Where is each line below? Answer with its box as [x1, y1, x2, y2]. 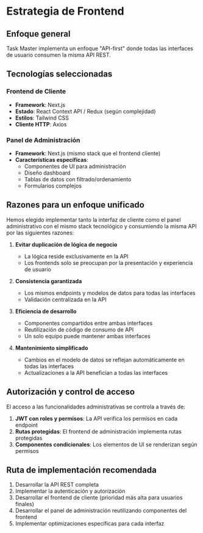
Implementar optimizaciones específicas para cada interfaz [15, 520, 165, 528]
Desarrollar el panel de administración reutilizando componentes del [15, 507, 187, 514]
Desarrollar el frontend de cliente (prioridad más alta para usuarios [15, 494, 183, 501]
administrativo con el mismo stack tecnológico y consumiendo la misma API [6, 222, 197, 230]
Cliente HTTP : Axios [15, 120, 67, 128]
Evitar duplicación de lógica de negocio [15, 241, 118, 248]
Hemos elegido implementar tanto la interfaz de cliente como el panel [6, 216, 181, 223]
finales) [15, 501, 35, 508]
